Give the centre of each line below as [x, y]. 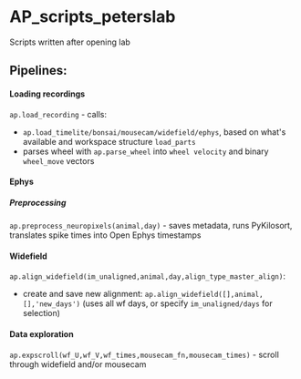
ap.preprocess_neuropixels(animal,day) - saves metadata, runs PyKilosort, [151, 226]
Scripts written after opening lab [70, 42]
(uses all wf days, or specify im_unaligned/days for [177, 303]
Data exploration [42, 333]
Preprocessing [38, 202]
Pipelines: [38, 71]
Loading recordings [47, 94]
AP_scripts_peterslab [93, 17]
